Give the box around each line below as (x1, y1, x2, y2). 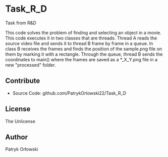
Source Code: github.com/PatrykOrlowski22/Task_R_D (12, 90, 127, 96)
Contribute (5, 76, 40, 85)
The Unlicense (5, 118, 35, 124)
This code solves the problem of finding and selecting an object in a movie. (5, 29, 161, 35)
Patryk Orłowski (5, 146, 39, 152)
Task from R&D (5, 20, 36, 26)
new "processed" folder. (5, 62, 56, 68)
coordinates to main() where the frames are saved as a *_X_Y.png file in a (5, 56, 158, 62)
